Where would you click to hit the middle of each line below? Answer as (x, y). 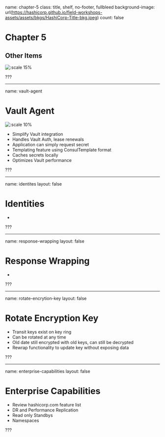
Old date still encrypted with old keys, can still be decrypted (73, 342)
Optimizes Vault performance (42, 160)
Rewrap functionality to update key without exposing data (70, 347)
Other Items (24, 55)
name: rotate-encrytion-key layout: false (46, 298)
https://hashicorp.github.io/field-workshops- (57, 12)
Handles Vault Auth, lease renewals (48, 139)
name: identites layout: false (34, 184)
